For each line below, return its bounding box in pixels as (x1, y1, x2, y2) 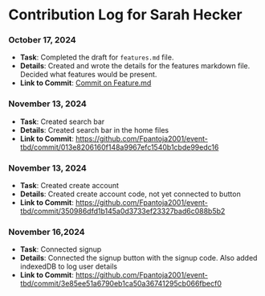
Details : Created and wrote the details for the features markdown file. (19, 61, 251, 71)
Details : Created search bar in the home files (19, 125, 169, 134)
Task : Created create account (19, 181, 119, 191)
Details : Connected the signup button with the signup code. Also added (19, 253, 258, 263)
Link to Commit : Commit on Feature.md (19, 78, 152, 88)
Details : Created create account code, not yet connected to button (19, 189, 241, 199)
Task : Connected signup (19, 245, 102, 254)
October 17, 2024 (8, 35, 76, 46)
